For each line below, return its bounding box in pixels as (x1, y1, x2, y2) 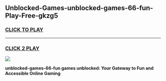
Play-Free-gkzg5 (5, 12, 58, 20)
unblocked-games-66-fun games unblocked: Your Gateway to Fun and (5, 65, 154, 71)
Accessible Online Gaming (5, 70, 61, 76)
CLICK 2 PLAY (5, 45, 40, 52)
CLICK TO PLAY (5, 27, 43, 33)
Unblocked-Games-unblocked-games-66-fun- (5, 4, 153, 12)
